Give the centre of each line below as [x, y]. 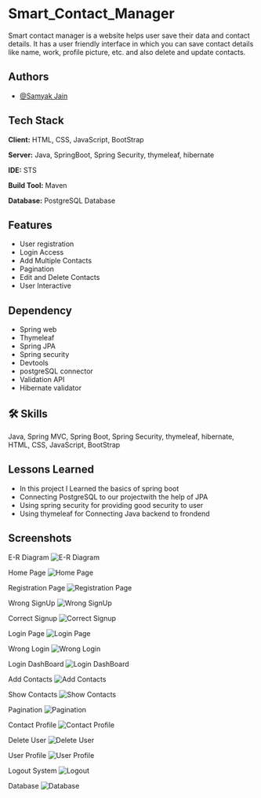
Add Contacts [30, 679]
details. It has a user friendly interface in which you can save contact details [131, 43]
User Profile [27, 755]
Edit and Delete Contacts [60, 278]
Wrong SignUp [32, 603]
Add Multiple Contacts [56, 261]
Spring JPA [38, 346]
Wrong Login [29, 649]
